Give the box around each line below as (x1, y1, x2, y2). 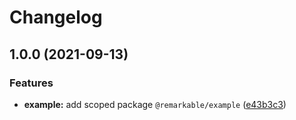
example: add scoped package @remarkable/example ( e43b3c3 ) (23, 98, 287, 110)
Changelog (9, 6, 103, 29)
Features (9, 76, 54, 90)
